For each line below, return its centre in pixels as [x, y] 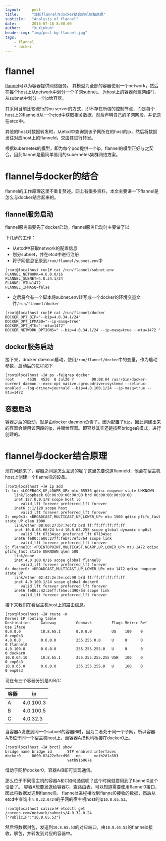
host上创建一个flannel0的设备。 [38, 477]
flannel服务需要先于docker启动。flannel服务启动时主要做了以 [67, 227]
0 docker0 [15, 653]
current [13, 384]
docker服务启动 [29, 347]
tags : [11, 38]
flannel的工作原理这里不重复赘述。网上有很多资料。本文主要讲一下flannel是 [82, 191]
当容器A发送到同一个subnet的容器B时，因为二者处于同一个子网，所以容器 [80, 731]
